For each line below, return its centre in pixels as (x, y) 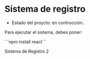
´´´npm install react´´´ (26, 42)
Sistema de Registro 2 (27, 51)
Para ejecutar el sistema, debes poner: (44, 32)
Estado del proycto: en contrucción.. (48, 23)
